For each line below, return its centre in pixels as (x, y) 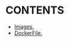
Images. (24, 27)
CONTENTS (35, 10)
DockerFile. (28, 33)
